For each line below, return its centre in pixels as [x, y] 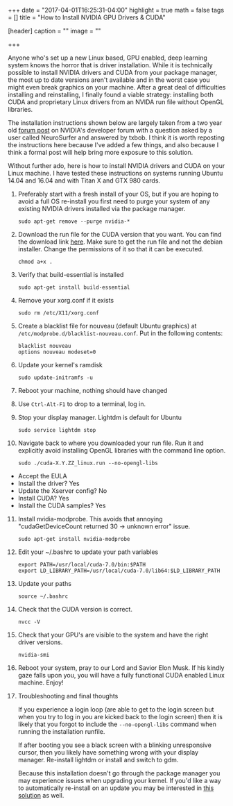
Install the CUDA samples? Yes [62, 505]
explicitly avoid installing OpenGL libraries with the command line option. [122, 450]
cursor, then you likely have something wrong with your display [108, 752]
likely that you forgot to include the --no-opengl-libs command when [117, 724]
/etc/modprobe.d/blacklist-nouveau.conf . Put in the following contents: [120, 333]
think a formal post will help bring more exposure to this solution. [101, 152]
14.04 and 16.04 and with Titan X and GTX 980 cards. [84, 180]
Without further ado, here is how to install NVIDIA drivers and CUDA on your [116, 166]
